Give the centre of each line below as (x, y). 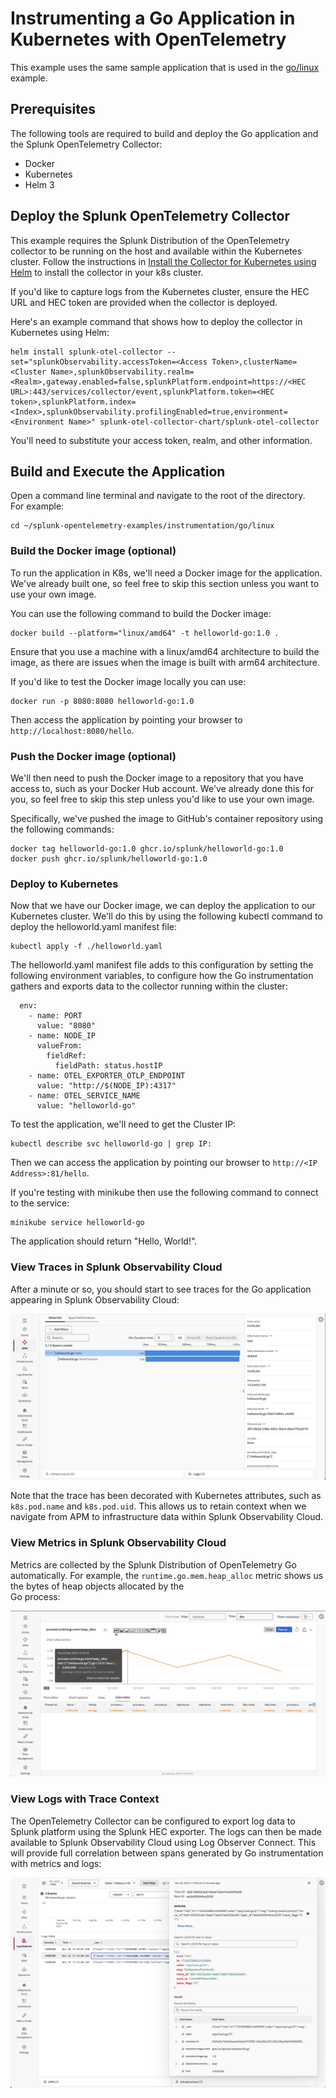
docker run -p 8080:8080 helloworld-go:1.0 (102, 701)
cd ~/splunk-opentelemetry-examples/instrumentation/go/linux (142, 526)
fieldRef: (66, 1056)
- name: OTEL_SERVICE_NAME (84, 1096)
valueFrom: (59, 1046)
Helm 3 (39, 184)
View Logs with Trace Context (85, 1799)
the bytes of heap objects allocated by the (97, 1586)
